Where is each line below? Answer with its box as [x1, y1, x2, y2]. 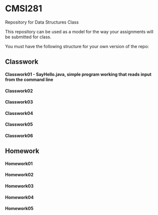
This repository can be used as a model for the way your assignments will [5, 28, 154, 34]
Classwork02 [5, 88, 33, 94]
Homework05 [5, 206, 34, 212]
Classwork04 [5, 110, 33, 116]
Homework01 [5, 161, 33, 166]
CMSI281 [5, 3, 43, 14]
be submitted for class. [5, 34, 51, 40]
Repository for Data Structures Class [5, 19, 79, 25]
